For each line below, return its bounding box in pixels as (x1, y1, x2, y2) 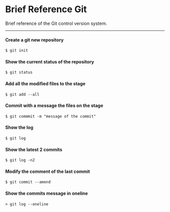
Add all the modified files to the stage (5, 80, 86, 87)
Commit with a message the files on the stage (5, 102, 104, 109)
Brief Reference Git (5, 4, 87, 15)
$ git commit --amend (5, 180, 51, 185)
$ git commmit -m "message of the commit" (5, 114, 96, 119)
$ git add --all (5, 92, 39, 97)
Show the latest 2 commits (5, 146, 62, 153)
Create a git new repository (5, 37, 64, 43)
